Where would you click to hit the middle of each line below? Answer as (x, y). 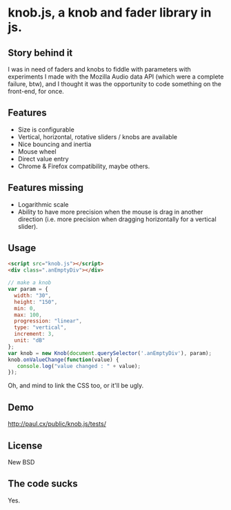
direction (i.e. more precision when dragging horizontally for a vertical (117, 219)
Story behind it (40, 53)
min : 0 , (25, 308)
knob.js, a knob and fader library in (110, 13)
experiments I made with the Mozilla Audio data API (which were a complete (116, 76)
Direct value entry (43, 159)
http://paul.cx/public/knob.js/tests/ (57, 424)
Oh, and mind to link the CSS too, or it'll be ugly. (76, 386)
